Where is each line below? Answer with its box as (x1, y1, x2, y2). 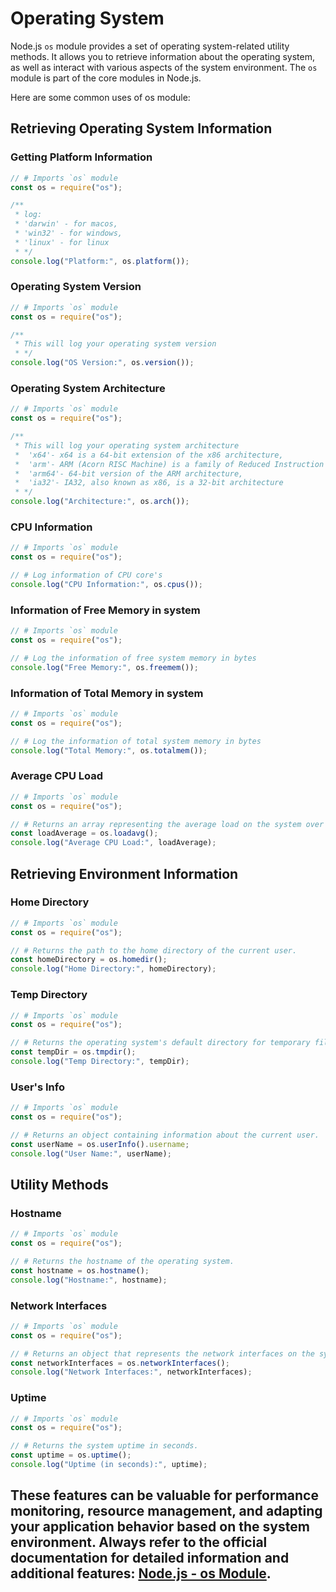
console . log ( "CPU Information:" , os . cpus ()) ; (10, 580, 203, 590)
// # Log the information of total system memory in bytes (10, 736, 262, 746)
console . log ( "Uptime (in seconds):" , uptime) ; (10, 1460, 208, 1470)
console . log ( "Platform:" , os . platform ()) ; (10, 256, 190, 266)
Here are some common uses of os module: (10, 91, 191, 103)
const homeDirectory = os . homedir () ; (10, 955, 168, 965)
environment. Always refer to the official (10, 1534, 268, 1551)
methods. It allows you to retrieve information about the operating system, (10, 50, 315, 62)
